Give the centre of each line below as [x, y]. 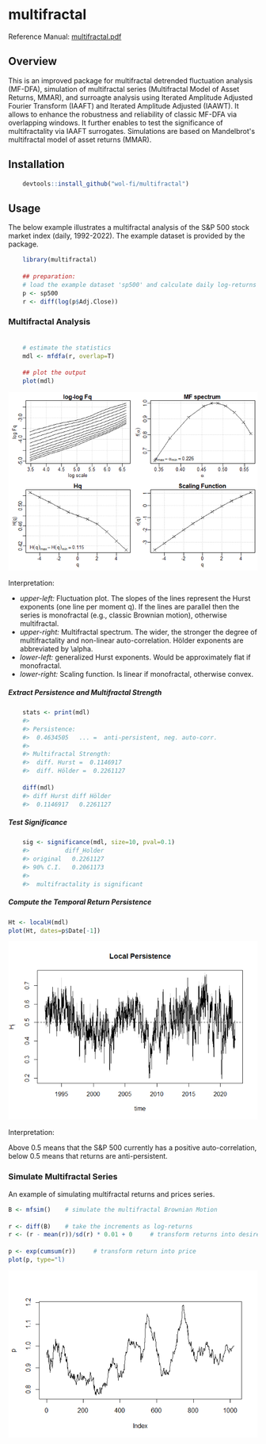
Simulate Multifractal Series [63, 1177]
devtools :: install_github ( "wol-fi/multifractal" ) [106, 184]
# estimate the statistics [67, 348]
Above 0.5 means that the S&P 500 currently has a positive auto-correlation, [133, 1148]
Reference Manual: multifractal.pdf [65, 36]
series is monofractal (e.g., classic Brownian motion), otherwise [123, 615]
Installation [36, 164]
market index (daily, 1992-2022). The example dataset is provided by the [127, 236]
